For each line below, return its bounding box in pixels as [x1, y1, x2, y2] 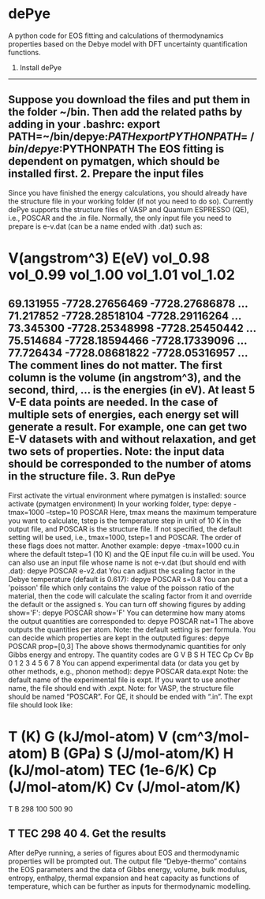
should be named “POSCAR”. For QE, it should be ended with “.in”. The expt [8, 692, 253, 701]
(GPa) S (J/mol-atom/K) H [62, 744, 234, 762]
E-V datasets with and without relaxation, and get [8, 433, 256, 446]
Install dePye [19, 62, 62, 72]
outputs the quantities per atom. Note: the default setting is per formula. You [8, 625, 256, 634]
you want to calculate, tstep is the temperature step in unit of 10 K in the [8, 516, 242, 525]
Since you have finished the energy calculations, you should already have [8, 188, 248, 197]
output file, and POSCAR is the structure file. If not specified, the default [8, 524, 242, 533]
